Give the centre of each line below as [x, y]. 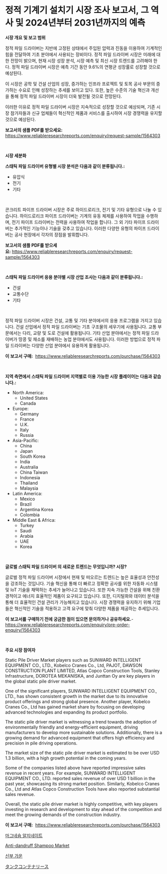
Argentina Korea [36, 509]
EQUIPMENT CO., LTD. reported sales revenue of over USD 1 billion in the [80, 778]
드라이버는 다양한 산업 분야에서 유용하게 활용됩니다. [60, 345]
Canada [28, 403]
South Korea [33, 456]
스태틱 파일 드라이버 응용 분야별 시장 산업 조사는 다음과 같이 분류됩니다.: [74, 277]
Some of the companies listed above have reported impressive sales [76, 768]
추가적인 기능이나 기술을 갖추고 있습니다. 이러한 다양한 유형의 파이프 [80, 228]
